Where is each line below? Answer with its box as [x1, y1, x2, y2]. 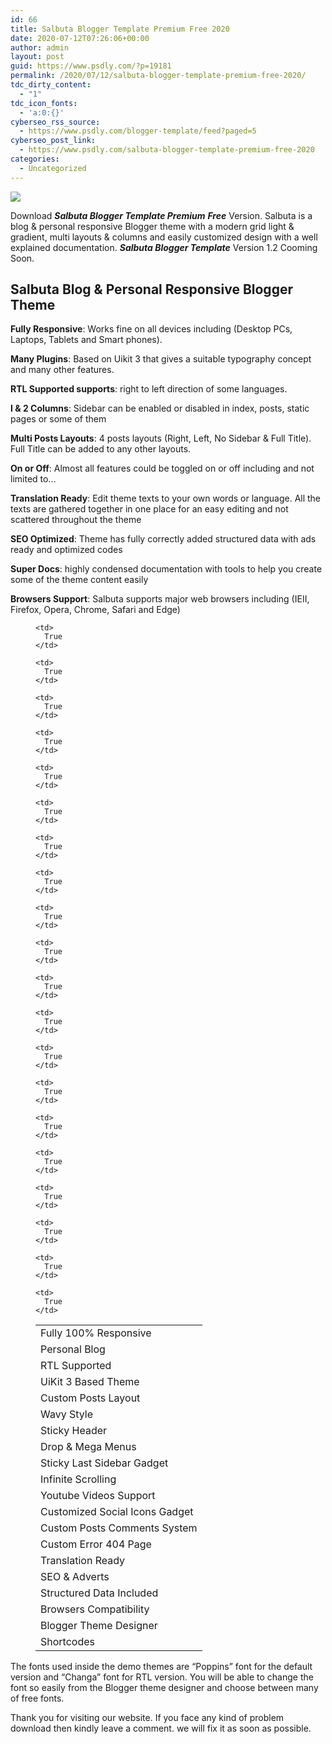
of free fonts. [10, 1692, 65, 1705]
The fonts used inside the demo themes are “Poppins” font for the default [10, 1661, 313, 1673]
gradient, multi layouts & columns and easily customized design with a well [10, 231, 318, 243]
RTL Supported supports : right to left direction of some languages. [10, 383, 288, 395]
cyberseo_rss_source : [10, 117, 101, 127]
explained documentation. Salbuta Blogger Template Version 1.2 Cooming [10, 241, 318, 253]
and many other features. [10, 364, 115, 376]
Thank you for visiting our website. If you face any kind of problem [10, 1712, 285, 1724]
